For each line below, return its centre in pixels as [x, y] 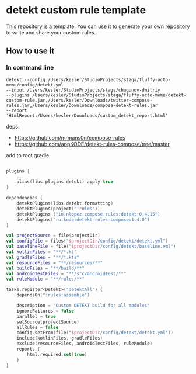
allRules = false [38, 327]
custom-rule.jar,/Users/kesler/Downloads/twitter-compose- [79, 100]
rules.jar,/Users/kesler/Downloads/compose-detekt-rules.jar [82, 105]
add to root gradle [28, 155]
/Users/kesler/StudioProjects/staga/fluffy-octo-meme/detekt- [109, 95]
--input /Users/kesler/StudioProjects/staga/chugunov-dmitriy [83, 90]
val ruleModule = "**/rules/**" [45, 279]
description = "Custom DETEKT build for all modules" [83, 306]
